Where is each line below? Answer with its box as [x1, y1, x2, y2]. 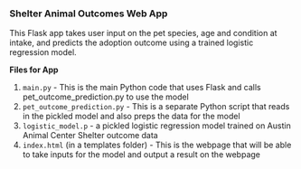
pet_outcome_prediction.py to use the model [22, 91, 190, 102]
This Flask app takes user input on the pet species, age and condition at [9, 28, 277, 39]
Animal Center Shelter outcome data [22, 130, 158, 141]
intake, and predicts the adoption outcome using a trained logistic [9, 37, 254, 48]
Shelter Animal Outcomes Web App [9, 7, 168, 20]
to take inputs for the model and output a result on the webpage [22, 149, 260, 160]
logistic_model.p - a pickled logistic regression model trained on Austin [22, 120, 291, 131]
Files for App [9, 64, 59, 75]
